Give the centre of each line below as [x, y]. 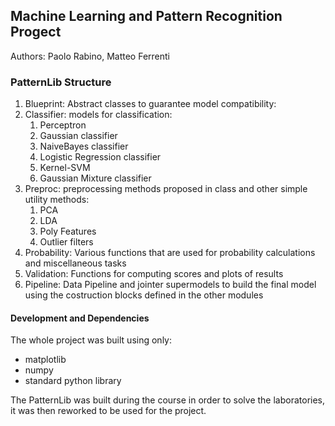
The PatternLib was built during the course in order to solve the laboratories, [168, 400]
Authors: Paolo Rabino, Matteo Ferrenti [90, 56]
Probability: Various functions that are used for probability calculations [170, 253]
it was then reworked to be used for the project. [108, 411]
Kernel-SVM [65, 168]
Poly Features [68, 231]
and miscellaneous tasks [75, 263]
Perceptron [63, 125]
